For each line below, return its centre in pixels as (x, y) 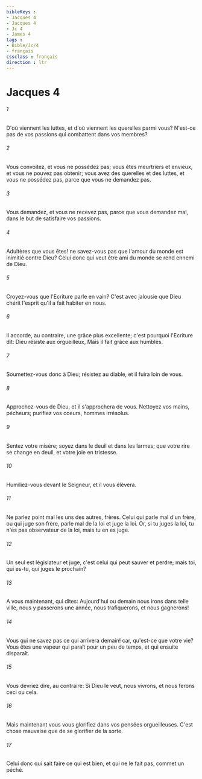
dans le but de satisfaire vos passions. (54, 218)
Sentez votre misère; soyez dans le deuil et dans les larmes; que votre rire (98, 446)
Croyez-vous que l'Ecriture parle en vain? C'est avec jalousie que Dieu (94, 296)
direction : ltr (27, 62)
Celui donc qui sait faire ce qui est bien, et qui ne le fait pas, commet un (95, 763)
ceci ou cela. (22, 692)
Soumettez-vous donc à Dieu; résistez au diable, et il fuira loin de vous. (95, 374)
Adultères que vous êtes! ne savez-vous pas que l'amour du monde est (95, 251)
